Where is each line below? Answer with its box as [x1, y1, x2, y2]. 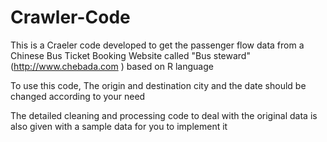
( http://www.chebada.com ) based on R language [10, 60, 214, 72]
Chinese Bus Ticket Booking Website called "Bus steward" [10, 49, 251, 61]
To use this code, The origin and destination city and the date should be [10, 79, 307, 91]
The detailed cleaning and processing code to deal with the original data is [10, 109, 318, 121]
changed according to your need [10, 90, 146, 102]
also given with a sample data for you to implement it [10, 120, 228, 132]
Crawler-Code [10, 6, 131, 29]
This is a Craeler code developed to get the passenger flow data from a [10, 39, 305, 51]
